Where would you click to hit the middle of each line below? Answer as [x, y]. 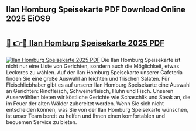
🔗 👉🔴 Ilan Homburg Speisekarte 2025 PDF [85, 43]
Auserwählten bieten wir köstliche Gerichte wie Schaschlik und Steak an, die [98, 97]
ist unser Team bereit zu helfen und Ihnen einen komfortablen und [86, 116]
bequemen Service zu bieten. [42, 122]
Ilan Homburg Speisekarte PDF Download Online [96, 10]
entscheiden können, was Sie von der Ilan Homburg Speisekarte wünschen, [97, 110]
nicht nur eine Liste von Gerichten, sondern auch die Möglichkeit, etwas [93, 66]
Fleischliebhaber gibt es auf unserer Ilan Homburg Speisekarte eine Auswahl [98, 85]
